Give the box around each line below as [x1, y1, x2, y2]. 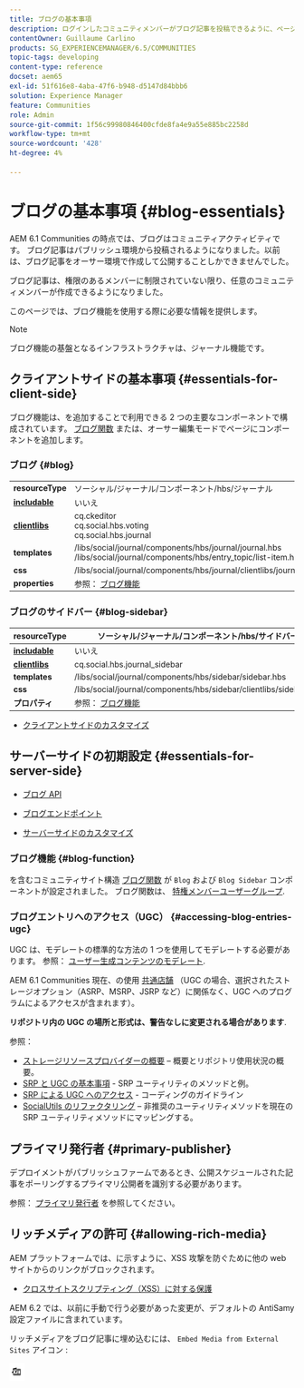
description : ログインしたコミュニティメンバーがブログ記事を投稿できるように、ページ [9, 24, 297, 34]
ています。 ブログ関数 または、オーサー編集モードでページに [33, 423, 259, 434]
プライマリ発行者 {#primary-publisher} [9, 1141, 233, 1157]
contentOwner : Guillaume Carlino [9, 34, 136, 43]
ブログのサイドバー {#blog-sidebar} [9, 606, 169, 619]
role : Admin [9, 110, 54, 120]
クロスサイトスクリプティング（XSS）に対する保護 [22, 1283, 213, 1294]
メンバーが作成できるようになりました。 [16, 286, 168, 297]
